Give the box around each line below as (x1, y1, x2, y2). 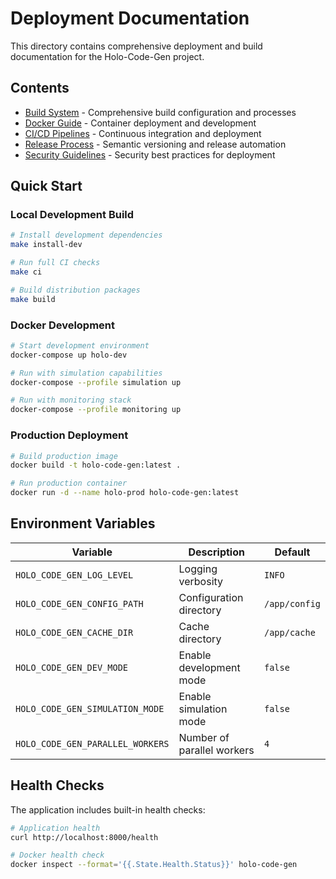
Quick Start (10, 178, 83, 195)
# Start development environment (10, 340, 150, 351)
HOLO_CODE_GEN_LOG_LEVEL (15, 569, 134, 581)
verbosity (178, 574, 224, 588)
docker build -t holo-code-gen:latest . (10, 460, 182, 471)
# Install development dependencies (10, 230, 163, 241)
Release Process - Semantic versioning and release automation (24, 138, 287, 150)
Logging (178, 562, 218, 576)
